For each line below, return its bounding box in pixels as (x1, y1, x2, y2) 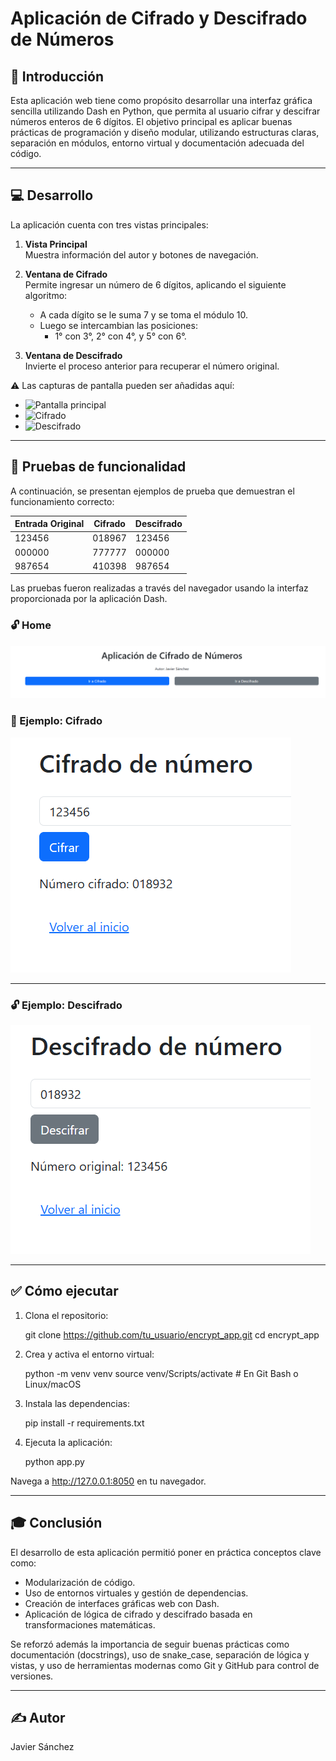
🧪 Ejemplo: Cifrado (10, 714, 103, 728)
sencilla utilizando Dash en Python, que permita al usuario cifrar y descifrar (10, 105, 321, 117)
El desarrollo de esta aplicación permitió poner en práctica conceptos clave (10, 1546, 322, 1558)
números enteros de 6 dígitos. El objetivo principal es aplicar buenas (10, 116, 293, 127)
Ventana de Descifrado (24, 349, 123, 361)
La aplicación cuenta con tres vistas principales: (10, 218, 209, 231)
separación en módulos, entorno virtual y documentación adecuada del (10, 137, 305, 149)
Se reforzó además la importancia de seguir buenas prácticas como (10, 1638, 290, 1650)
